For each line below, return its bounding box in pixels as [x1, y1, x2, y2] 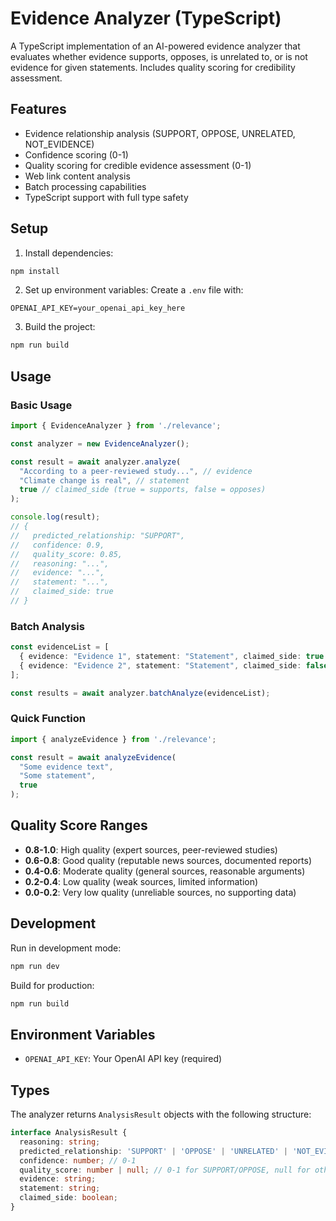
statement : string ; [19, 1183, 101, 1194]
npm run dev [10, 961, 60, 971]
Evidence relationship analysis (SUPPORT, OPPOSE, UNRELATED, [24, 127, 296, 139]
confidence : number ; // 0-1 [19, 1155, 137, 1166]
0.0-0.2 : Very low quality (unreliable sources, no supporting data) [24, 886, 297, 898]
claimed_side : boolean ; [19, 1193, 118, 1203]
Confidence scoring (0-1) [24, 148, 129, 161]
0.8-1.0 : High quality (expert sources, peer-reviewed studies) [24, 843, 278, 856]
